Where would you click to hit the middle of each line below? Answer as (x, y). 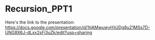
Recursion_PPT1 (39, 9)
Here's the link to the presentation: (40, 22)
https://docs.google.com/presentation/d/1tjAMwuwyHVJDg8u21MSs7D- (78, 27)
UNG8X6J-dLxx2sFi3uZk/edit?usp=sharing (49, 32)
